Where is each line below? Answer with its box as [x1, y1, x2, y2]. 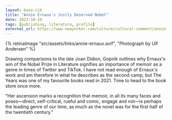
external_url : [5, 27, 36, 32]
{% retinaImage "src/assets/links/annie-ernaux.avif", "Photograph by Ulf [5, 40, 158, 46]
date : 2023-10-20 [5, 17, 42, 22]
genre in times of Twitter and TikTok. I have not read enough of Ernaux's [5, 67, 158, 73]
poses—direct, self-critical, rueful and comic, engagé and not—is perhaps [5, 98, 162, 105]
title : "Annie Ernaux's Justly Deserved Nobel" [5, 12, 109, 17]
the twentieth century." [5, 109, 54, 115]
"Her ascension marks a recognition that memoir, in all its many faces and [5, 93, 161, 99]
